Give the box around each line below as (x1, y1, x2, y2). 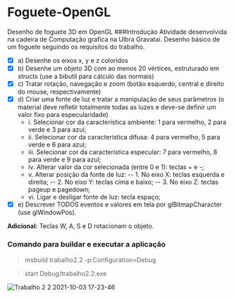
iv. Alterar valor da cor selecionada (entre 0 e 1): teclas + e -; (27, 163, 204, 171)
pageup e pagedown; (27, 185, 90, 194)
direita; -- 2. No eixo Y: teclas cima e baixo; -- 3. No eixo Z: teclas (27, 178, 218, 187)
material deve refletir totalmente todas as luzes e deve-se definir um (17, 103, 216, 111)
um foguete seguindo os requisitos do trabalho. (7, 42, 145, 51)
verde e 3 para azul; (27, 125, 87, 134)
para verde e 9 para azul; (27, 156, 101, 164)
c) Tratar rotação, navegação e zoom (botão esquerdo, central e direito (17, 80, 224, 88)
